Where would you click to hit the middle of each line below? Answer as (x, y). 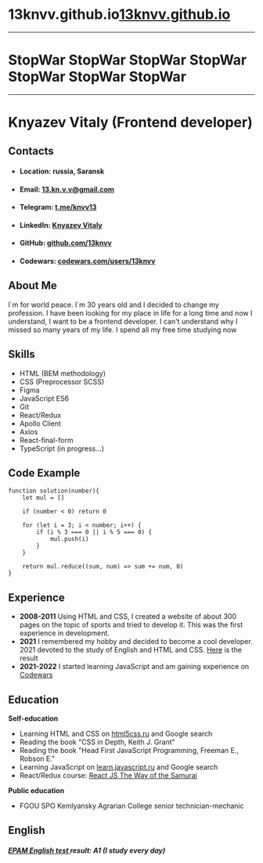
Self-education (33, 719)
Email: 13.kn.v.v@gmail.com (67, 189)
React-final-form (46, 440)
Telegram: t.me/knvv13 (58, 207)
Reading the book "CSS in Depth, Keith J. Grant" (97, 742)
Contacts (31, 151)
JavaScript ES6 (44, 398)
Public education (36, 791)
